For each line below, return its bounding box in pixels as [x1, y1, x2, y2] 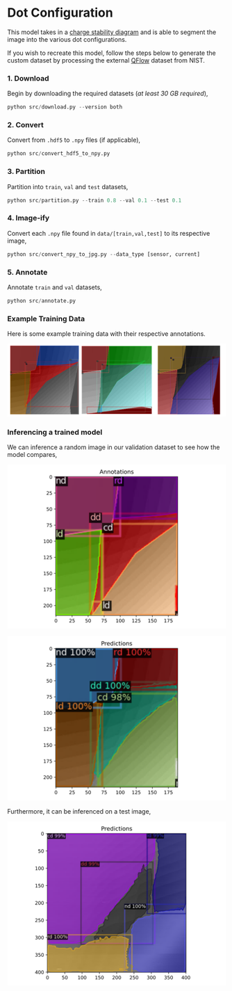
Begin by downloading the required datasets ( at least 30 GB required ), [7, 89, 208, 98]
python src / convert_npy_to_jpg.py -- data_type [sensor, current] [7, 250, 200, 258]
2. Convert [7, 120, 44, 130]
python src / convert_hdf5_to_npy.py [7, 150, 110, 157]
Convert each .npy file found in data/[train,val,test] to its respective [7, 229, 210, 237]
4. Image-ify [7, 213, 50, 223]
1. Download [7, 73, 50, 83]
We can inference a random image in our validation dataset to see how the [7, 443, 220, 451]
